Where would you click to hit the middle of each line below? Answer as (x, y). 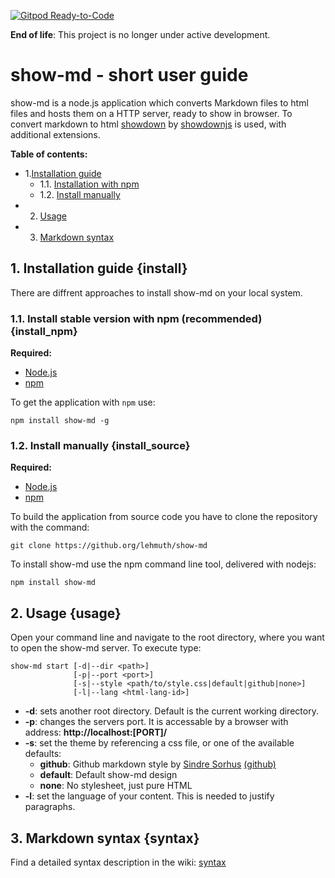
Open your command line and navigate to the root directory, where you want (167, 637)
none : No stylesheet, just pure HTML (116, 786)
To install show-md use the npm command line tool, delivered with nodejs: (163, 564)
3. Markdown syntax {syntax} (105, 838)
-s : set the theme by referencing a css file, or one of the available (159, 743)
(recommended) (222, 318)
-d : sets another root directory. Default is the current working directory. (171, 711)
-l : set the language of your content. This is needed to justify (149, 796)
